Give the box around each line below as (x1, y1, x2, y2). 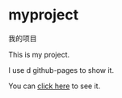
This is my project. (8, 49, 70, 59)
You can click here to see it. (8, 81, 101, 91)
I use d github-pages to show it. (8, 65, 115, 75)
